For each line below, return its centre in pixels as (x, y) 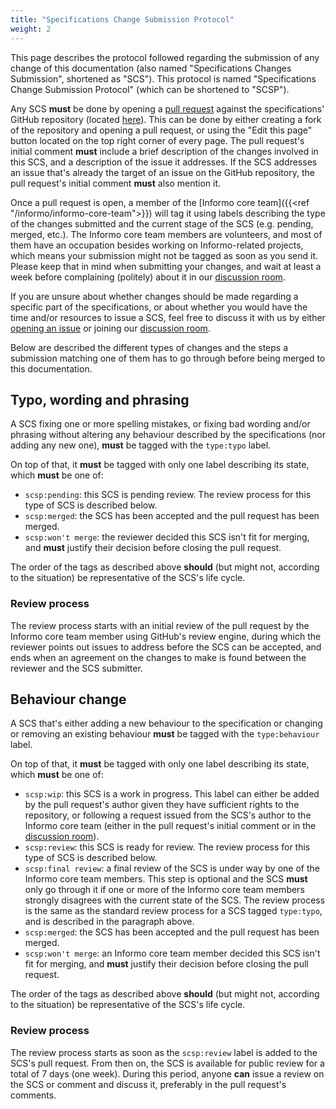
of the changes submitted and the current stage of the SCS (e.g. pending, (162, 223)
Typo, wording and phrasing (100, 399)
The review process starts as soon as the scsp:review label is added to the (164, 1052)
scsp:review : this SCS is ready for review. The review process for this (167, 847)
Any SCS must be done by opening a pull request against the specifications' (167, 108)
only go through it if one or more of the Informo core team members (164, 890)
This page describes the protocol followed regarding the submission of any (165, 57)
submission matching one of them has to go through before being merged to (168, 358)
